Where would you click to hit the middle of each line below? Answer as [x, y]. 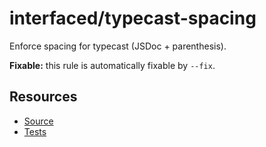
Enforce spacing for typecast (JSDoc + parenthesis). [118, 46]
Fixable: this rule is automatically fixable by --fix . [112, 65]
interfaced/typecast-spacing [133, 18]
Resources [43, 97]
